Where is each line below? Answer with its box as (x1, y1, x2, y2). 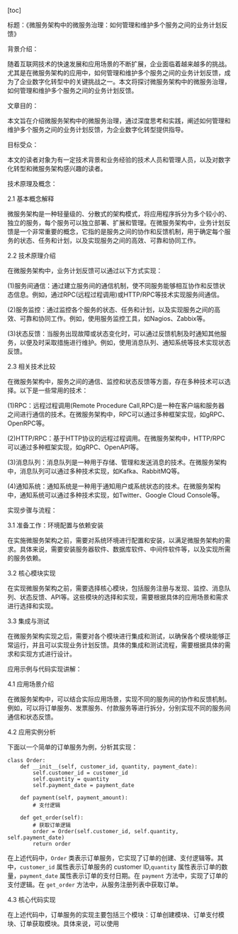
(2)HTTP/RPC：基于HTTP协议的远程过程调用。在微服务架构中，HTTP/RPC (7, 434, 225, 442)
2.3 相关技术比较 (7, 362, 56, 370)
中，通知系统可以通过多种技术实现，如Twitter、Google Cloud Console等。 (7, 491, 224, 499)
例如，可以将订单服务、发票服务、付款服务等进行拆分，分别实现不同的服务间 (7, 704, 231, 712)
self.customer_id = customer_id (33, 769, 129, 776)
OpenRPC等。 (7, 419, 48, 427)
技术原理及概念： (7, 180, 57, 187)
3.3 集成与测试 (7, 617, 50, 625)
